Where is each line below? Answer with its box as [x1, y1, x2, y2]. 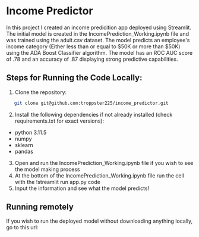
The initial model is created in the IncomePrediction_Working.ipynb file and [6, 30, 189, 37]
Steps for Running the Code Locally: [6, 73, 143, 83]
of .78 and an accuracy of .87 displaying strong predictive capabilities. [6, 55, 178, 63]
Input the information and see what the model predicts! [14, 185, 150, 192]
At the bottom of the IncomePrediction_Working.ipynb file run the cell [14, 171, 184, 179]
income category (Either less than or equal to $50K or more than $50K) [6, 43, 181, 50]
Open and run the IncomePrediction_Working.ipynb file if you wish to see [14, 159, 194, 166]
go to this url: [6, 224, 39, 231]
